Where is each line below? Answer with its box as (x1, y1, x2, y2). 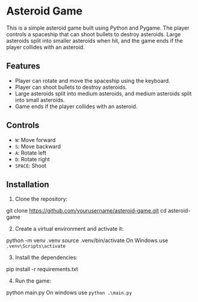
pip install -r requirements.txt (6, 266, 78, 273)
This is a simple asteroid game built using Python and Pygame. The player (6, 24, 190, 31)
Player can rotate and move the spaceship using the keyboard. (14, 77, 170, 84)
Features (6, 61, 40, 71)
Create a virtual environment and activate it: (14, 225, 124, 233)
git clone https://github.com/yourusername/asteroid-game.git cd (6, 207, 167, 214)
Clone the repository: (14, 195, 68, 203)
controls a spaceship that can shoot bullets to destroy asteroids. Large (6, 30, 181, 37)
